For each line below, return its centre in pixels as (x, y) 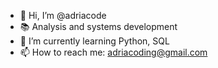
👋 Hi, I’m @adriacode (63, 15)
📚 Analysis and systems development (98, 26)
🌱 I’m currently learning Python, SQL (94, 41)
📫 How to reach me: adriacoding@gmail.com (113, 52)
